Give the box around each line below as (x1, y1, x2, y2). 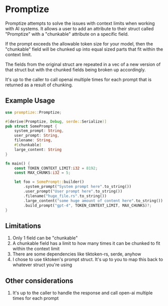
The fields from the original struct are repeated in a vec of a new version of (5, 61, 161, 67)
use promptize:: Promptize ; (5, 110, 62, 115)
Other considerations (5, 276, 74, 285)
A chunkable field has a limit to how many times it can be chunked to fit (12, 240, 160, 246)
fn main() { (5, 161, 30, 166)
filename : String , (14, 138, 53, 143)
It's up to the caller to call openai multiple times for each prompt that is (5, 76, 152, 82)
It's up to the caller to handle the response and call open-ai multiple (12, 290, 153, 296)
